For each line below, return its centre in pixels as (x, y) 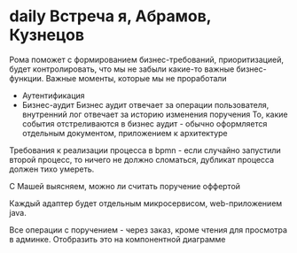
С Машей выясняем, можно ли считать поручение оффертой (125, 186)
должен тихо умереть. (52, 169)
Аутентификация (54, 96)
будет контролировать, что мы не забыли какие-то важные (122, 69)
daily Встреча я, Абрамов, (110, 16)
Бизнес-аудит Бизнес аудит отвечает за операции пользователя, (145, 104)
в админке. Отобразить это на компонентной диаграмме (117, 239)
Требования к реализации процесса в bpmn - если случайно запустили (145, 150)
